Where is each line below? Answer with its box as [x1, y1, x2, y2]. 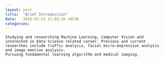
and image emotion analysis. [5, 48, 66, 53]
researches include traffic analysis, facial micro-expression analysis [5, 43, 160, 49]
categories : [5, 21, 30, 26]
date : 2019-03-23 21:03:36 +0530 [5, 16, 79, 21]
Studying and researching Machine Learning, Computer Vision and [5, 35, 144, 40]
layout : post [5, 7, 32, 12]
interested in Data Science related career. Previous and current [5, 39, 146, 44]
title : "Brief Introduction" [5, 12, 68, 17]
